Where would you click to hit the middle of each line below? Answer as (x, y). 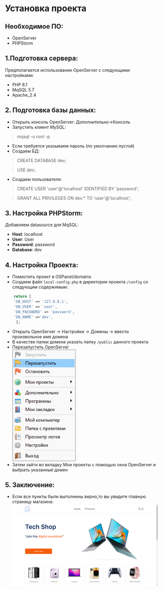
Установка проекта (46, 8)
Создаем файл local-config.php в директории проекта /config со (80, 282)
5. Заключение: (30, 485)
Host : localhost (27, 234)
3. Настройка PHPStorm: (44, 213)
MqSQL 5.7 (23, 90)
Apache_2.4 (24, 95)
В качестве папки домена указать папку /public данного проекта (80, 342)
